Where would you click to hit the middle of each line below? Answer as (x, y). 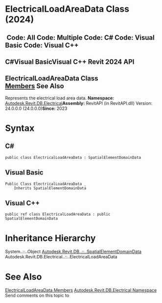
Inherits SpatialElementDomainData (50, 188)
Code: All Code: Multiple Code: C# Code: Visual (81, 38)
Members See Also (35, 86)
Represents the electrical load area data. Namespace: (60, 98)
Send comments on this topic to (37, 296)
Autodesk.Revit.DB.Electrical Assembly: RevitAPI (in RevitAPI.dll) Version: (79, 103)
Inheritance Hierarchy (50, 238)
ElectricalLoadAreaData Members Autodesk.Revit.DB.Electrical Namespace (81, 290)
